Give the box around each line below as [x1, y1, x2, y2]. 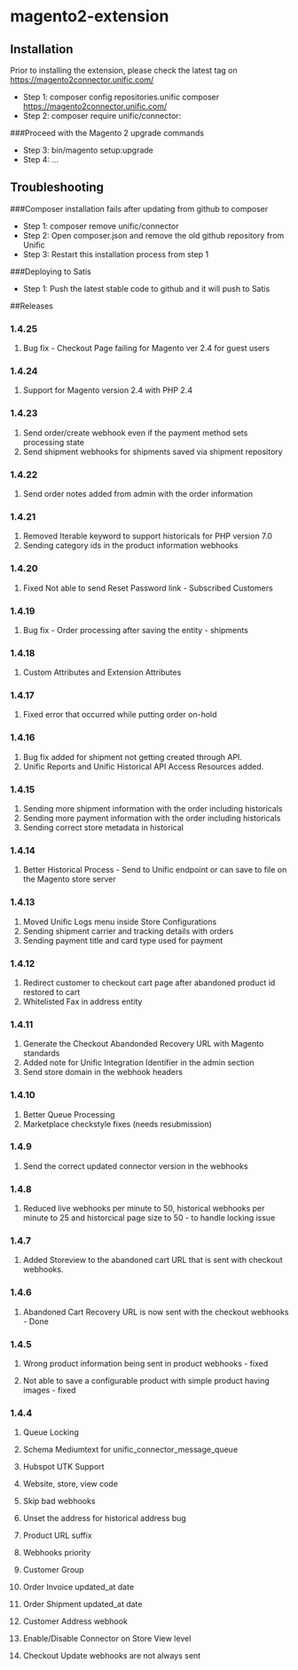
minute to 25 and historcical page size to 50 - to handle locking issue [22, 1212, 276, 1223]
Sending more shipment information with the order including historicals [22, 804, 283, 814]
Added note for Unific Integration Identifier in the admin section [22, 1057, 255, 1068]
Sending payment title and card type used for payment [22, 935, 223, 945]
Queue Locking [22, 1427, 79, 1438]
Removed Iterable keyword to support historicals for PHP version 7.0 [22, 530, 273, 542]
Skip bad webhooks [22, 1496, 96, 1507]
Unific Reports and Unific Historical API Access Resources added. [22, 761, 264, 772]
